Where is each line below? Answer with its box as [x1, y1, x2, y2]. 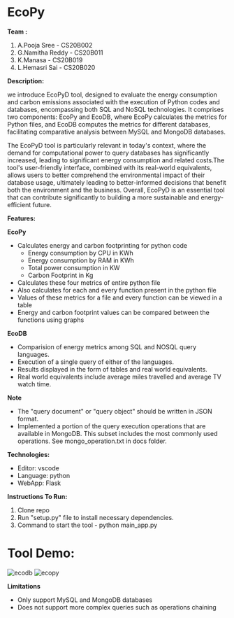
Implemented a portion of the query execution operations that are [17, 421, 206, 430]
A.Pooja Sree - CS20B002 [17, 41, 93, 49]
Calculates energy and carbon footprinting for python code [17, 241, 187, 249]
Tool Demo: [7, 545, 75, 561]
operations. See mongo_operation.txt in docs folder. [17, 437, 168, 445]
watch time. [17, 379, 52, 388]
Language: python [17, 471, 71, 479]
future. [32, 200, 52, 209]
